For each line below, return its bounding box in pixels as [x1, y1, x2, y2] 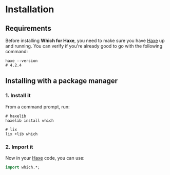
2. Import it [5, 143, 33, 150]
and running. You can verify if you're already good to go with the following [5, 43, 163, 49]
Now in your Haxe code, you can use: [5, 155, 85, 161]
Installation [5, 4, 54, 15]
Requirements [5, 24, 51, 33]
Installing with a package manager [5, 77, 118, 85]
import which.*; [5, 165, 40, 170]
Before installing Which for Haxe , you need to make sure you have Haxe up [5, 37, 165, 43]
